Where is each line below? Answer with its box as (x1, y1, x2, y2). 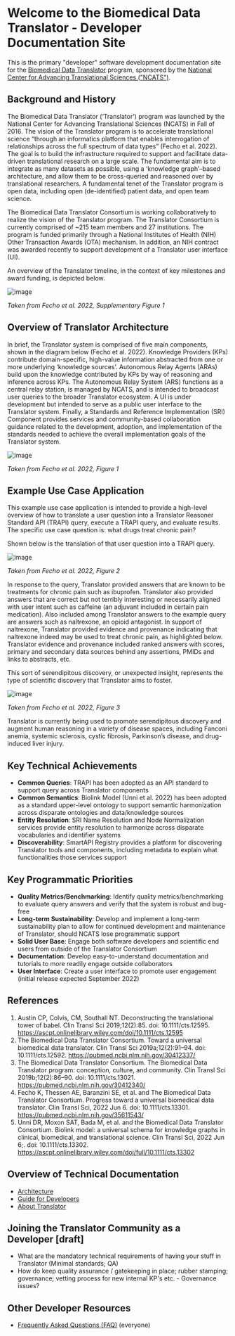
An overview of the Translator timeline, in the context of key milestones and (7, 266, 226, 275)
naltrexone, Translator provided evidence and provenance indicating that (7, 625, 217, 634)
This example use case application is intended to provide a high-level (7, 503, 208, 512)
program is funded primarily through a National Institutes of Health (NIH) (7, 230, 217, 238)
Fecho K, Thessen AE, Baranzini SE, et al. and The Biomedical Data (17, 1088, 211, 1096)
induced (7, 740, 32, 748)
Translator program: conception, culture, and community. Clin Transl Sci (17, 1065, 226, 1074)
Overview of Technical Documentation (7, 1169, 180, 1181)
